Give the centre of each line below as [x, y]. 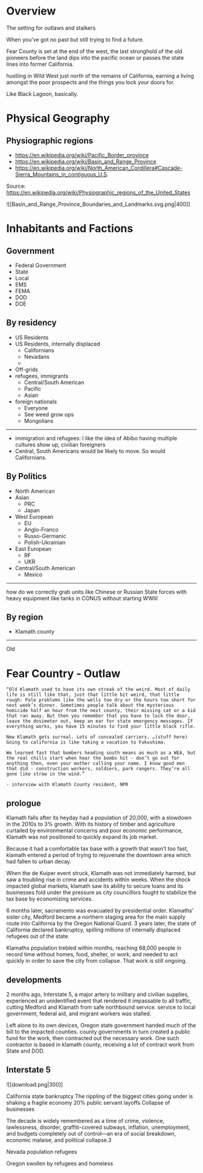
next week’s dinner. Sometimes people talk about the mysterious [90, 705]
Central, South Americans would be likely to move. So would [90, 451]
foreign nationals [36, 401]
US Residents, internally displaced [58, 344]
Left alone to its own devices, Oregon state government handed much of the [101, 1025]
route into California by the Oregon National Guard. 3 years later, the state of [101, 924]
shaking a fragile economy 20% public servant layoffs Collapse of [88, 1102]
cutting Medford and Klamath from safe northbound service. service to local [101, 1007]
